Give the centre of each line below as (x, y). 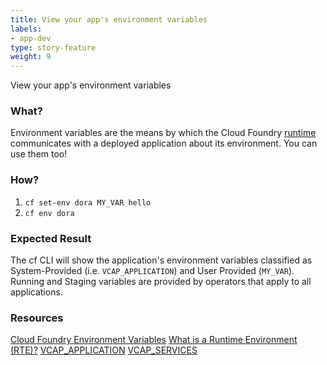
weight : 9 (31, 57)
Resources (37, 318)
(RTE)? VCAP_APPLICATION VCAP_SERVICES (104, 350)
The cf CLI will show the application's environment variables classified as (161, 260)
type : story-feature (53, 47)
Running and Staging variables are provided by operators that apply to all (161, 282)
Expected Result (51, 238)
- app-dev (31, 38)
